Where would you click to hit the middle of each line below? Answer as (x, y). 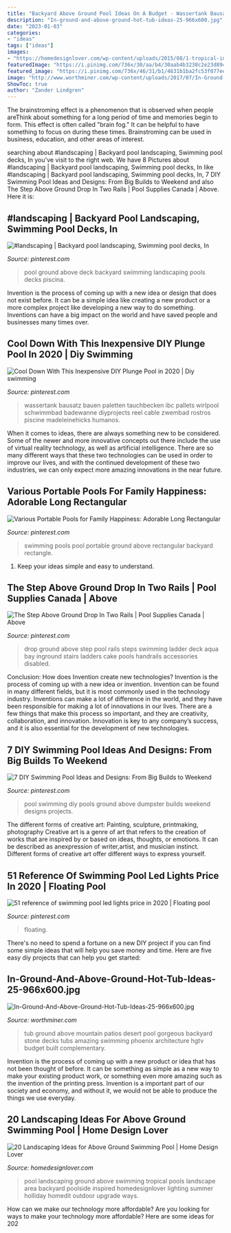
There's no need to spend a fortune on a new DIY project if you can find (109, 943)
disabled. (37, 664)
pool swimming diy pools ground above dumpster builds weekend (117, 804)
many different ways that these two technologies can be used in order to (110, 455)
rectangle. (38, 552)
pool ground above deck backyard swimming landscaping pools (114, 272)
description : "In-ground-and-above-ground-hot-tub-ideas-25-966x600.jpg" (115, 20)
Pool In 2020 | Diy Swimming (70, 354)
